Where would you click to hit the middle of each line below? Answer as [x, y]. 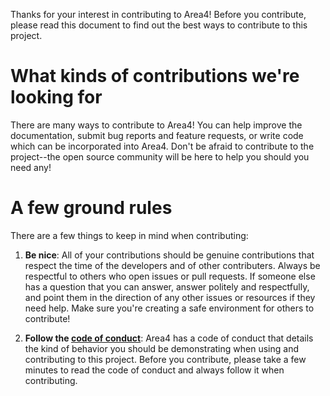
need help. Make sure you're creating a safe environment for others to [169, 308]
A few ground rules [91, 208]
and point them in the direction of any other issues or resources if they [170, 297]
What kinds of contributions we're [155, 76]
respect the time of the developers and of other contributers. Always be [172, 265]
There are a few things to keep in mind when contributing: [129, 235]
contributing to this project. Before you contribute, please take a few [165, 359]
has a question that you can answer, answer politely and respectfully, [167, 286]
